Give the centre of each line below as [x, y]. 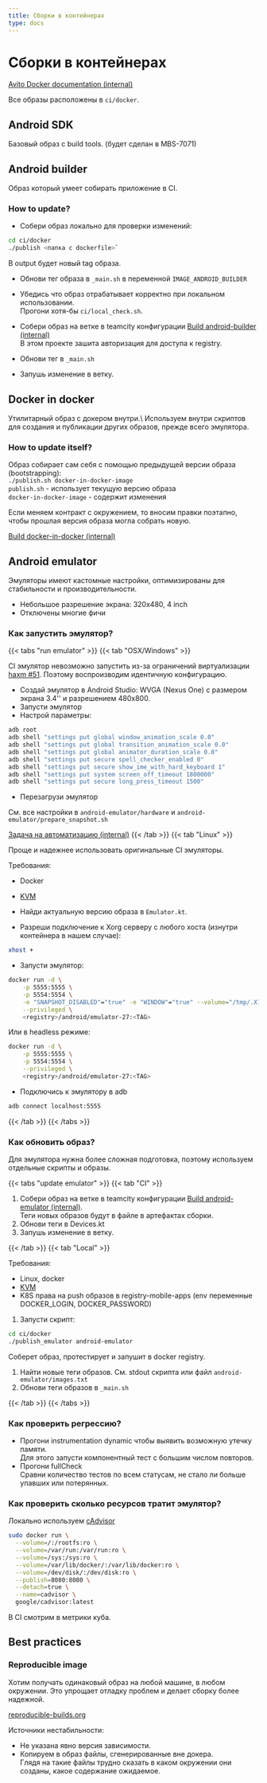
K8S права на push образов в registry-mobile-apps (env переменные [136, 1295]
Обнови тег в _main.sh [57, 359]
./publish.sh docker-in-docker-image [71, 481]
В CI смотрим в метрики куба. [60, 1618]
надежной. [27, 1699]
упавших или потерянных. [64, 1483]
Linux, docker [42, 1279]
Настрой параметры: [56, 715]
